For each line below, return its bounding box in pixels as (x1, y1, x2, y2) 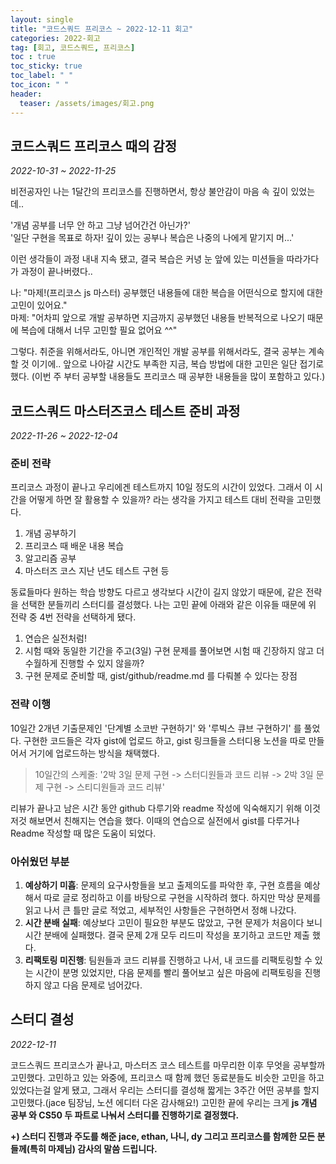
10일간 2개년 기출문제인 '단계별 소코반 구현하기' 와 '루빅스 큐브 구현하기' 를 (10, 722, 302, 734)
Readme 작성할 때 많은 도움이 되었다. (10, 827, 157, 839)
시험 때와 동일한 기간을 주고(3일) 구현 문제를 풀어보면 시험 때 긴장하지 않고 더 (24, 645, 325, 657)
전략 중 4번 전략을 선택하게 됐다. (10, 611, 137, 623)
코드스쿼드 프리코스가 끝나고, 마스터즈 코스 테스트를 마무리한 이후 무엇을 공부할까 (10, 1059, 326, 1071)
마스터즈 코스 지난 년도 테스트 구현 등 (24, 565, 170, 577)
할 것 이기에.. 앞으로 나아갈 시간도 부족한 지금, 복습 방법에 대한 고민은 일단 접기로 (10, 358, 325, 370)
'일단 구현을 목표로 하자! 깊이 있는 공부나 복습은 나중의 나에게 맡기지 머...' (10, 232, 295, 244)
